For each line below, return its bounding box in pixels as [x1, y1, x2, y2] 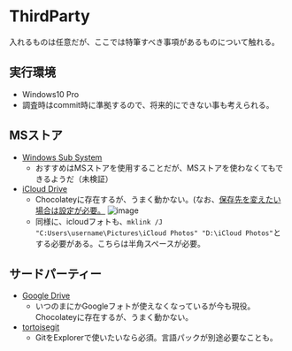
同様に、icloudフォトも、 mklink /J [35, 216, 164, 226]
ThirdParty [9, 6, 90, 27]
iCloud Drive [21, 183, 68, 194]
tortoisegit [21, 322, 60, 332]
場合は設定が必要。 [35, 205, 106, 216]
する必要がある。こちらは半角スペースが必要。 [35, 238, 205, 248]
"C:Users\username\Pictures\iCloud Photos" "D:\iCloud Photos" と [35, 227, 281, 238]
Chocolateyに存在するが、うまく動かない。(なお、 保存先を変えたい [35, 194, 281, 204]
